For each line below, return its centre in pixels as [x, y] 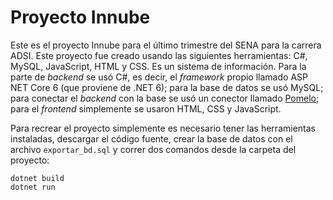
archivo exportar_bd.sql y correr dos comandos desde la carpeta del [153, 149]
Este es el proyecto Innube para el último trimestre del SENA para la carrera [166, 45]
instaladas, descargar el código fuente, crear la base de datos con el [151, 138]
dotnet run [33, 187]
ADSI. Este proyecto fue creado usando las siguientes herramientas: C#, [159, 55]
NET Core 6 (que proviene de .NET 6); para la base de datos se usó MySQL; [167, 87]
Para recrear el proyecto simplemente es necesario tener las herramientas [163, 128]
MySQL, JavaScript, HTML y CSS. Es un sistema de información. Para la [158, 66]
